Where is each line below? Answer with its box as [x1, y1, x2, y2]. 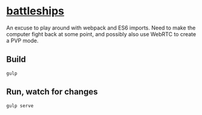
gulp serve [6, 102, 34, 109]
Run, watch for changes [6, 87, 98, 97]
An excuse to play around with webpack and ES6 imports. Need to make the [6, 24, 196, 31]
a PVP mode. [6, 37, 39, 44]
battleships [6, 4, 65, 18]
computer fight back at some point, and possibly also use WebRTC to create [6, 30, 197, 37]
